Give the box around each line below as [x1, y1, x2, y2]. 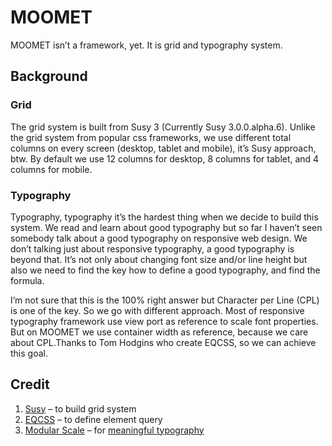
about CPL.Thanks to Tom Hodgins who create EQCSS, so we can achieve [10, 336, 317, 348]
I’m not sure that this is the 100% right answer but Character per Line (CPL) [10, 294, 320, 306]
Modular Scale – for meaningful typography [24, 424, 205, 436]
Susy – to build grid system [24, 402, 137, 415]
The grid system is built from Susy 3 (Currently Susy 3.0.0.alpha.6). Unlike [10, 121, 316, 133]
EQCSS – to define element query [24, 413, 163, 425]
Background [10, 68, 88, 85]
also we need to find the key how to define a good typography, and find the [10, 264, 321, 276]
